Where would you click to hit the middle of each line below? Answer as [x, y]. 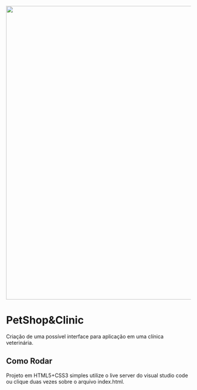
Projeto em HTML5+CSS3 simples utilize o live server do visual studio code [97, 375]
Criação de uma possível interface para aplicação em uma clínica [85, 336]
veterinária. [20, 342]
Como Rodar [29, 361]
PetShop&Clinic [45, 320]
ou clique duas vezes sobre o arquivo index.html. [65, 381]
